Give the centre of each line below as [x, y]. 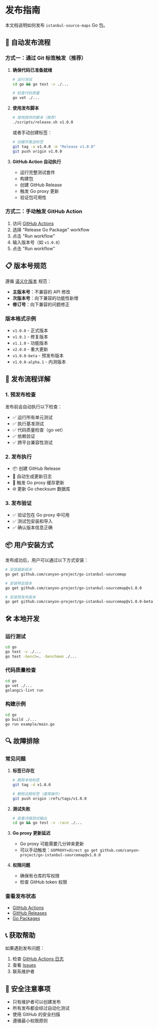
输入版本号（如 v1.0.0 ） [37, 242]
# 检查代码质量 [26, 93]
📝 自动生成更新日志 [32, 476]
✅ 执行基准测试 [28, 423]
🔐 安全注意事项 [28, 989]
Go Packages [26, 918]
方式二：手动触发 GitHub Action [44, 211]
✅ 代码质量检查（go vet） [39, 430]
